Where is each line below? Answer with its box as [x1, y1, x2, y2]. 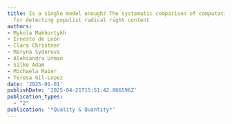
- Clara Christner [7, 42, 60, 49]
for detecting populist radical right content [13, 17, 150, 23]
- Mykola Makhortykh [7, 29, 67, 37]
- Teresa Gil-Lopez [7, 74, 64, 81]
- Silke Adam [7, 61, 45, 68]
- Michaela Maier [7, 68, 57, 74]
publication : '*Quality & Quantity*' [7, 106, 116, 113]
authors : [7, 23, 32, 30]
